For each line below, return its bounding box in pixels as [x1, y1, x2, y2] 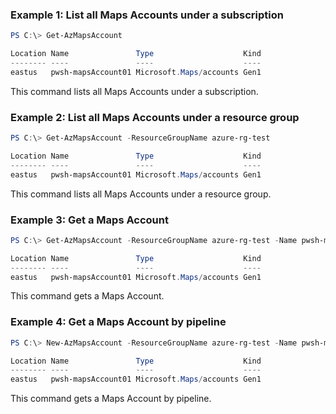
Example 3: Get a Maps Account [10, 213, 169, 227]
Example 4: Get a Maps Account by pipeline [10, 315, 227, 329]
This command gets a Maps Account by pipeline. [10, 393, 212, 405]
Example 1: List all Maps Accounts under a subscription [10, 8, 284, 22]
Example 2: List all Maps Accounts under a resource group [10, 110, 300, 124]
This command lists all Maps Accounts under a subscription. [10, 85, 259, 97]
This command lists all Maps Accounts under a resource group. [10, 188, 272, 200]
